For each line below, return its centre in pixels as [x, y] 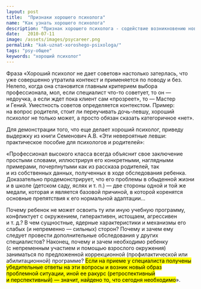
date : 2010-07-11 [31, 34]
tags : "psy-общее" [29, 51]
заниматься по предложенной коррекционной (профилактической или [97, 254]
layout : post [22, 12]
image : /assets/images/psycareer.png [53, 39]
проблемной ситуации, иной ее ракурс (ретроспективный [81, 273]
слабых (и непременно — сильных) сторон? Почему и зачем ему [90, 229]
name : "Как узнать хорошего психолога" [56, 23]
